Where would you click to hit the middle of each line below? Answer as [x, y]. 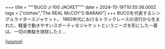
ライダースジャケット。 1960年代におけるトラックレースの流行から [82, 19]
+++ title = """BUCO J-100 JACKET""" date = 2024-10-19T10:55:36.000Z [81, 7]
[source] [14, 41]
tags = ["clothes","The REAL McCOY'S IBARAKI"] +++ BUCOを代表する [78, 13]
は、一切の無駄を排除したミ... [36, 31]
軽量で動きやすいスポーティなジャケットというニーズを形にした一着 [88, 25]
